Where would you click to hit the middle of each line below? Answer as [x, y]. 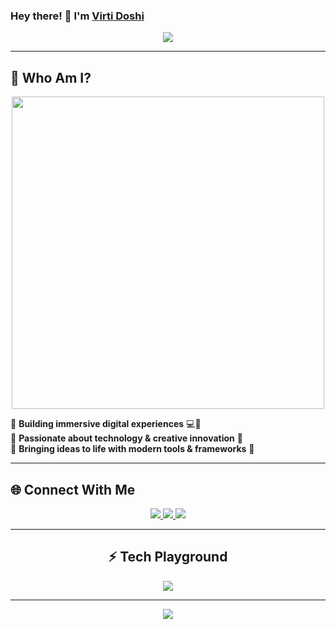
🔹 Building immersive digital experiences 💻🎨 [106, 424]
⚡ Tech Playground [168, 557]
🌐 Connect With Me [73, 489]
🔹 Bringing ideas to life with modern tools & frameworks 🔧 [132, 449]
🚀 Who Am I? [51, 77]
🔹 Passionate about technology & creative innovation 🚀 [126, 438]
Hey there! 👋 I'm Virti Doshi [77, 16]
